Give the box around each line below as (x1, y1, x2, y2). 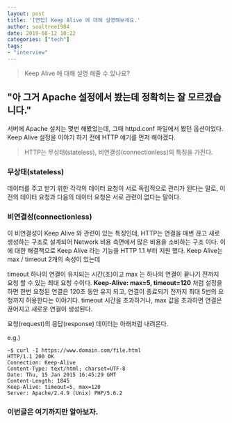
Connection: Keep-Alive (7, 360, 76, 367)
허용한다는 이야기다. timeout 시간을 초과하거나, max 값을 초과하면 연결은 (25, 296, 222, 305)
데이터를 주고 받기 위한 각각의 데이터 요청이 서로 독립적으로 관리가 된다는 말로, (7, 184, 219, 192)
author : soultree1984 (7, 23, 70, 30)
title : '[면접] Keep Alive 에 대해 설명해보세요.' (7, 17, 141, 24)
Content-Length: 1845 (7, 378, 70, 385)
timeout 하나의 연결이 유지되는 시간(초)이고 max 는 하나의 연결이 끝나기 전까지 (7, 270, 219, 279)
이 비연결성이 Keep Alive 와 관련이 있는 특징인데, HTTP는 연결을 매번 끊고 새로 (7, 229, 220, 238)
